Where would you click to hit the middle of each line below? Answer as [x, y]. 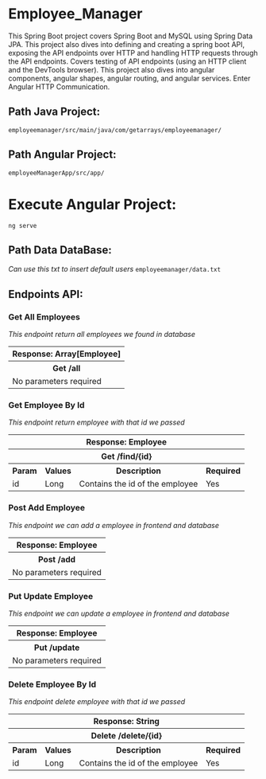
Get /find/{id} [126, 456]
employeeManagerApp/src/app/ [56, 173]
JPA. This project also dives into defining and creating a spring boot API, [127, 44]
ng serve [23, 225]
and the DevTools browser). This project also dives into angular [112, 69]
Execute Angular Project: [93, 204]
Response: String [127, 722]
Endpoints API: [46, 294]
